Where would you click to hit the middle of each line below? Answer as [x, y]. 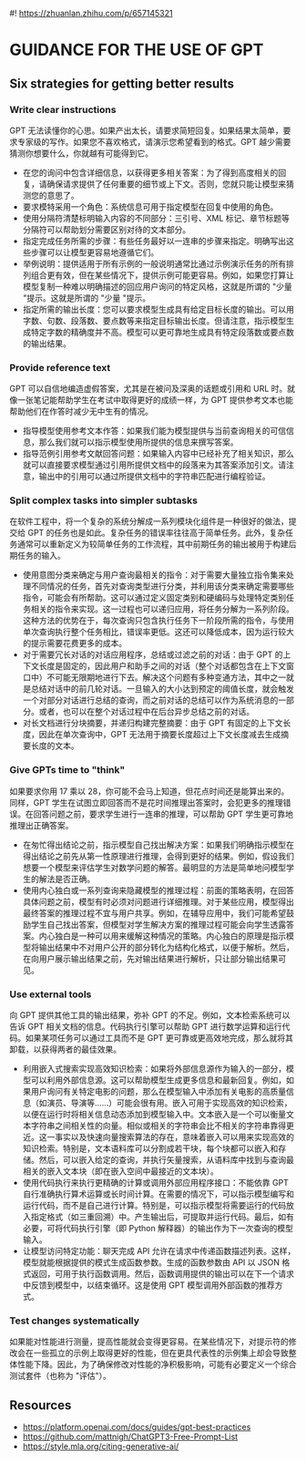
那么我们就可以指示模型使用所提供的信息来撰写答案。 [138, 442]
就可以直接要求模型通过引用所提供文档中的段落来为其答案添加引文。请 [154, 465]
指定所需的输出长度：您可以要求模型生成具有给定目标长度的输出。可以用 [158, 309]
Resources [41, 1405]
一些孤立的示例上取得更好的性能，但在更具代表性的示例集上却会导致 [161, 1353]
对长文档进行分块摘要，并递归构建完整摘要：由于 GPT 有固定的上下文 [153, 723]
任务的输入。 [41, 556]
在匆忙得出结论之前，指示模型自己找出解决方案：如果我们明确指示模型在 [158, 844]
